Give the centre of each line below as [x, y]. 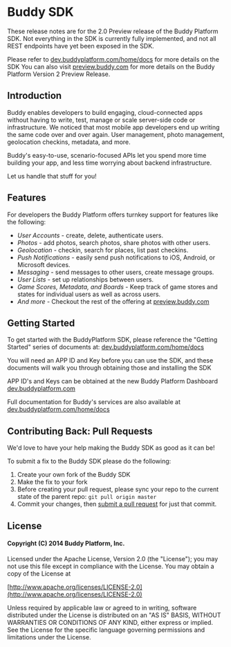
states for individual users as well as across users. [89, 294]
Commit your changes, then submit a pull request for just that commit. [117, 504]
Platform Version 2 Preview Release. [59, 74]
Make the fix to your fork [52, 482]
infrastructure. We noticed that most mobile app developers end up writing [113, 127]
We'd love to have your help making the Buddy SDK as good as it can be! [111, 448]
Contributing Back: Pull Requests [80, 431]
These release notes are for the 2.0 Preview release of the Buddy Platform [113, 31]
